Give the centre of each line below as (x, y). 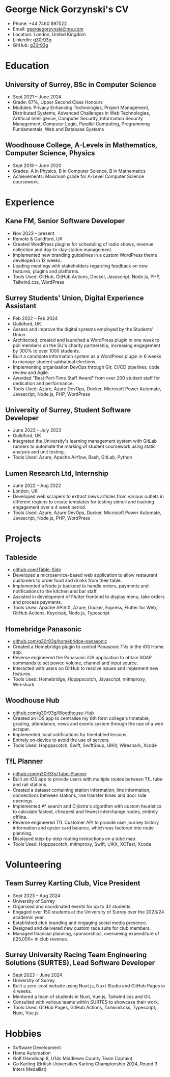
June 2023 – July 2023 (37, 430)
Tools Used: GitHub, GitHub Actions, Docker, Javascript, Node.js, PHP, (87, 277)
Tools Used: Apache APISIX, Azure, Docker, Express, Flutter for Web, (85, 608)
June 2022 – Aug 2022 (37, 486)
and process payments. (37, 602)
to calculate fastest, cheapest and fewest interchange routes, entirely (85, 812)
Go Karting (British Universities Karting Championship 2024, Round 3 (85, 1064)
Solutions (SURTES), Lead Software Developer (80, 963)
